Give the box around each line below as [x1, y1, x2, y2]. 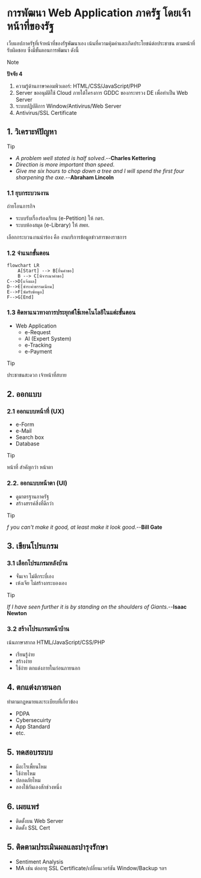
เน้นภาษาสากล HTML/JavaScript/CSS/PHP [7, 638, 105, 646]
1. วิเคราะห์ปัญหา [7, 127, 57, 137]
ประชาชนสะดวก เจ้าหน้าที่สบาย [7, 371, 67, 378]
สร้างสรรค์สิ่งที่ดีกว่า [15, 499, 54, 507]
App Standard [15, 723, 51, 731]
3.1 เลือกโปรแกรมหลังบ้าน [7, 559, 68, 567]
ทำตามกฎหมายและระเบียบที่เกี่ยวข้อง [7, 698, 78, 705]
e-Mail [15, 427, 32, 434]
